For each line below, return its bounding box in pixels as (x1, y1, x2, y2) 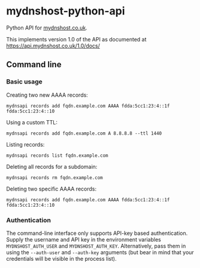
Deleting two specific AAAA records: (6, 185, 97, 192)
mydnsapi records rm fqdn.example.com (6, 174, 103, 181)
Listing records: (6, 141, 45, 148)
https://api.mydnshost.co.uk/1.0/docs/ (6, 42, 101, 49)
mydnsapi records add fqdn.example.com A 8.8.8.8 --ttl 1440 (6, 130, 162, 136)
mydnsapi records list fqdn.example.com (6, 152, 109, 159)
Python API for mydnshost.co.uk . (6, 24, 88, 31)
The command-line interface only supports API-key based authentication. (6, 230, 188, 237)
